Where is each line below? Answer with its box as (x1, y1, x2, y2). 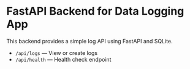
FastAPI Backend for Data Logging (6, 4, 184, 18)
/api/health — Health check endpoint (15, 56, 112, 63)
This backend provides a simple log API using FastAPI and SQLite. (6, 37, 173, 45)
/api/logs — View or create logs (15, 49, 98, 56)
